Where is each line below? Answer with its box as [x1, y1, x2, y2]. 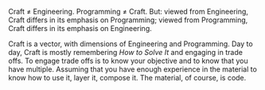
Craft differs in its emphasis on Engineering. [8, 24, 153, 33]
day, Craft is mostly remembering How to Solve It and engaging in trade [8, 48, 243, 57]
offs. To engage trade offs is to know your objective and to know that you [8, 56, 248, 65]
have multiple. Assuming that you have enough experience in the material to [8, 65, 257, 74]
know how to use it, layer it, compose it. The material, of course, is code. [8, 73, 247, 82]
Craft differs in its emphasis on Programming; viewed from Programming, [8, 15, 248, 25]
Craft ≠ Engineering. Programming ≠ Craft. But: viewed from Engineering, [8, 7, 249, 16]
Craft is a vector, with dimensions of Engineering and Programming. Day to [8, 39, 253, 49]
